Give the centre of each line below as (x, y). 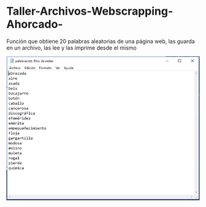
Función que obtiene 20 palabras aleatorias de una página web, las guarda (101, 41)
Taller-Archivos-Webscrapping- (90, 11)
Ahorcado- (35, 24)
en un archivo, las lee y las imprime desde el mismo (71, 48)
